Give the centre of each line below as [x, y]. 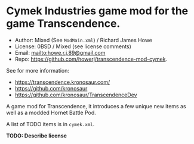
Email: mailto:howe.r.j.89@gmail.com [60, 52]
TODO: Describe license [37, 136]
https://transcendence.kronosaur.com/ [62, 82]
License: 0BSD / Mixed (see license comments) [73, 46]
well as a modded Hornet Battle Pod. [51, 112]
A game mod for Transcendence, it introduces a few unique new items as [96, 106]
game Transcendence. [63, 24]
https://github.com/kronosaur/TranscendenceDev [76, 95]
